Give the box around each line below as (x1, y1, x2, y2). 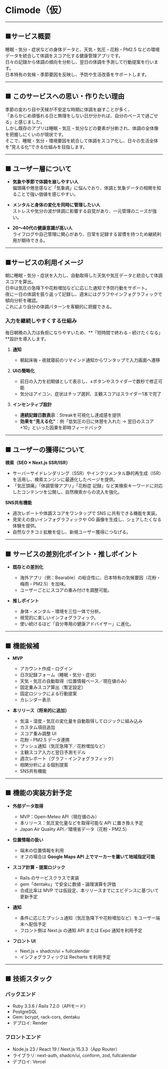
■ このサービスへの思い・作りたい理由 (5, 92, 125, 100)
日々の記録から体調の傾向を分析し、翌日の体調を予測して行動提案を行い (5, 58, 154, 65)
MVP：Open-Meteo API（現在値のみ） (19, 813, 100, 819)
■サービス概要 (5, 32, 51, 40)
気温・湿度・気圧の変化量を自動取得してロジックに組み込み (19, 718, 143, 724)
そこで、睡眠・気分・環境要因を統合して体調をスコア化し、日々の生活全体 (5, 137, 158, 143)
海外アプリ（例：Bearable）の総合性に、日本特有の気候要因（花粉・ (19, 574, 161, 580)
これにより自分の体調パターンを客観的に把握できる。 (5, 303, 114, 310)
